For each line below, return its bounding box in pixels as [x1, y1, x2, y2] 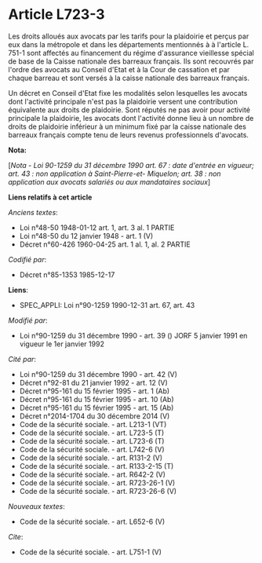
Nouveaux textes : [8, 501, 65, 511]
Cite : [8, 532, 24, 541]
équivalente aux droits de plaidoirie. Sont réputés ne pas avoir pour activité [8, 104, 251, 115]
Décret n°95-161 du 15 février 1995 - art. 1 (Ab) [19, 386, 170, 396]
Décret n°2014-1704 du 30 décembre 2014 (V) [19, 411, 170, 421]
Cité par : [8, 354, 37, 364]
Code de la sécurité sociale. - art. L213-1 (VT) [19, 419, 167, 429]
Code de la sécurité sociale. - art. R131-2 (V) [19, 453, 163, 462]
